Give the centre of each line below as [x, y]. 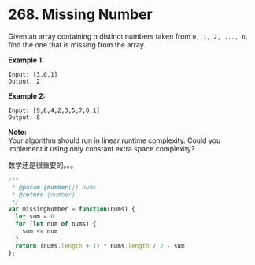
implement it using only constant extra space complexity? [102, 148]
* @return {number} [44, 195]
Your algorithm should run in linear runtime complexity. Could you [115, 140]
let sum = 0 [35, 217]
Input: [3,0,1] [33, 74]
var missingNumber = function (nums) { [72, 209]
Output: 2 [24, 81]
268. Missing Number [81, 15]
